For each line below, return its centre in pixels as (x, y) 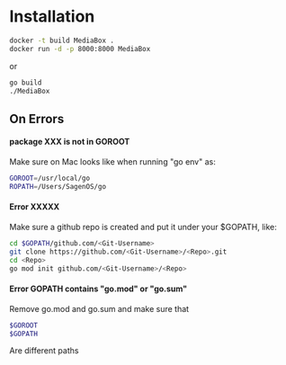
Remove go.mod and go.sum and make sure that (99, 308)
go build (26, 83)
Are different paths (44, 351)
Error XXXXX (35, 207)
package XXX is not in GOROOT (70, 142)
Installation (52, 17)
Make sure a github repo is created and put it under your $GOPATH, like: (143, 227)
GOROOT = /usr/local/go (50, 178)
